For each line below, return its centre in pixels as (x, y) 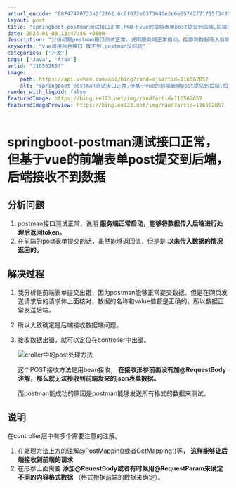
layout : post (26, 20)
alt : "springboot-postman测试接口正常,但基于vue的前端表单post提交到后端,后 (124, 86)
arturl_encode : (29, 14)
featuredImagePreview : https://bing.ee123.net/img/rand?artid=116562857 (116, 105)
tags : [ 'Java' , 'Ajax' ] (42, 60)
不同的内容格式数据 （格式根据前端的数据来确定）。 (91, 477)
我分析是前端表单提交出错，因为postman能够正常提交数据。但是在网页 (119, 292)
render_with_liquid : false (47, 92)
